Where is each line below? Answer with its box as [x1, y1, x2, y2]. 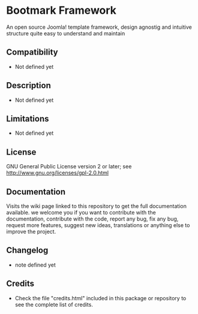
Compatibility [6, 47, 58, 58]
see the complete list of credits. [14, 301, 93, 308]
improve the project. [6, 228, 56, 235]
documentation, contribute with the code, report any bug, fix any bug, [6, 215, 179, 222]
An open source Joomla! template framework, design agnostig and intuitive [6, 23, 192, 31]
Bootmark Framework [6, 4, 117, 17]
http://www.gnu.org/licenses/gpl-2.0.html [6, 169, 109, 177]
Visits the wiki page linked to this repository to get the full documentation [6, 203, 187, 210]
